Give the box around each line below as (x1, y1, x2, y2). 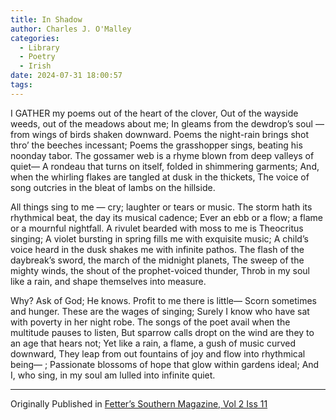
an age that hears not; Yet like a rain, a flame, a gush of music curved (10, 337, 296, 349)
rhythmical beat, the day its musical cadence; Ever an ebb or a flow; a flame (10, 211, 323, 223)
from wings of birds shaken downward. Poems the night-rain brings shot (10, 128, 310, 140)
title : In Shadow (10, 14, 83, 25)
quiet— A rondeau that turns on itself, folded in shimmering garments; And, (10, 160, 320, 172)
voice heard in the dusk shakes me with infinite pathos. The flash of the (10, 243, 305, 255)
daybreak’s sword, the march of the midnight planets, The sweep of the (10, 254, 305, 266)
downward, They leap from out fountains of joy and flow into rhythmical (10, 347, 306, 360)
